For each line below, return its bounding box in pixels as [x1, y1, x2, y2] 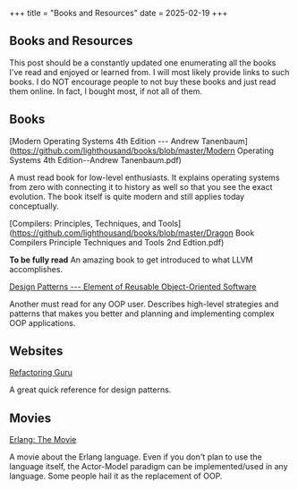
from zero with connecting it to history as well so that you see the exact [9, 181, 273, 192]
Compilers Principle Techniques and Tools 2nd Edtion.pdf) [9, 236, 225, 247]
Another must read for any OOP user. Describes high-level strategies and [9, 298, 279, 309]
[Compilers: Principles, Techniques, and [9, 218, 157, 228]
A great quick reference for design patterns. [9, 384, 172, 395]
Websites [9, 344, 64, 359]
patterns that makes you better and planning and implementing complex [9, 308, 275, 319]
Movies [9, 410, 52, 426]
